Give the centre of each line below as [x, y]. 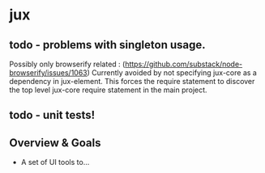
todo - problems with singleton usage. [107, 45]
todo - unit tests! [52, 115]
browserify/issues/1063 [48, 73]
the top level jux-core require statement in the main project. [108, 90]
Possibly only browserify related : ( [67, 64]
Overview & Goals [55, 143]
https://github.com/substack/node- [184, 64]
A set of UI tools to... [55, 162]
